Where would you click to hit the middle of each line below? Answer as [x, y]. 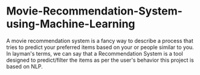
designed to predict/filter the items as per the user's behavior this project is [100, 60]
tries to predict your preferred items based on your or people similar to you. [100, 47]
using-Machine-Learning [71, 24]
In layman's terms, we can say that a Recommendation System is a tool [95, 53]
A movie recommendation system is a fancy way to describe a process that [100, 41]
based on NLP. [25, 66]
